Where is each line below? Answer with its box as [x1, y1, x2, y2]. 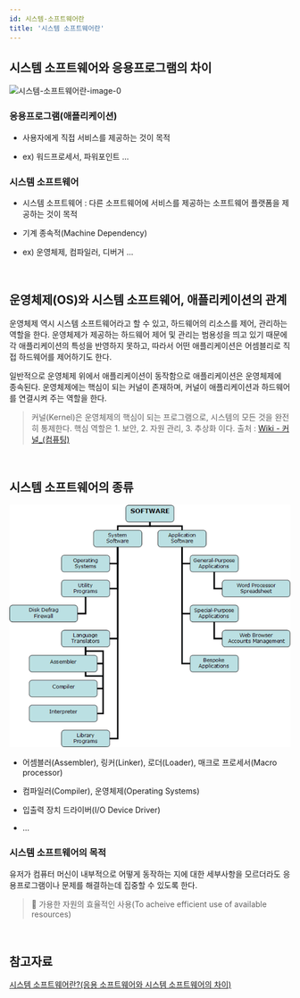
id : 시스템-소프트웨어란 [9, 14, 85, 23]
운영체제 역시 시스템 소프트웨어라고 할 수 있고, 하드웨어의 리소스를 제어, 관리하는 [9, 318, 288, 329]
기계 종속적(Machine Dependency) [21, 228, 147, 238]
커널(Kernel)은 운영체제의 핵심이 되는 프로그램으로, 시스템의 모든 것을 [30, 412, 273, 422]
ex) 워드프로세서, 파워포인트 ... [21, 151, 129, 162]
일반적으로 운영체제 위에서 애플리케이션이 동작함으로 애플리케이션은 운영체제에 [9, 370, 282, 381]
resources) [30, 909, 71, 919]
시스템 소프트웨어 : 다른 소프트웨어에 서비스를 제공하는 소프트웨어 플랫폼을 [21, 197, 280, 208]
